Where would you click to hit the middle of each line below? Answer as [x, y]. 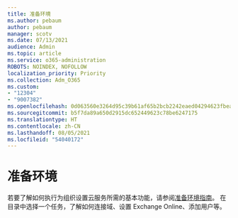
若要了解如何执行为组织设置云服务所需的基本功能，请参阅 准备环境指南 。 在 [117, 198]
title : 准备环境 [29, 14]
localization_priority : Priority [57, 73]
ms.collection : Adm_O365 [44, 80]
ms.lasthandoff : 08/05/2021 [49, 133]
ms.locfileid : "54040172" [45, 139]
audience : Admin [31, 47]
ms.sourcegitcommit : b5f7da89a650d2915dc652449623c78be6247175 [103, 113]
